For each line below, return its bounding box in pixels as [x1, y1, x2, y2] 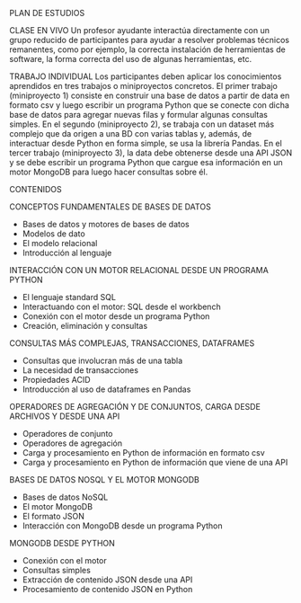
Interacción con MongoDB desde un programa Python [22, 520, 223, 531]
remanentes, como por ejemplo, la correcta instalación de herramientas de [9, 44, 286, 55]
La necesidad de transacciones [22, 365, 139, 376]
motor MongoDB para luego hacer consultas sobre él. [9, 166, 208, 177]
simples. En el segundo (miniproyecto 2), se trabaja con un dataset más [9, 119, 275, 129]
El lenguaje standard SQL [22, 292, 117, 302]
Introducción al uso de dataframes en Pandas [22, 384, 191, 395]
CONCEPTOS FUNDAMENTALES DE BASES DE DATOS [9, 201, 211, 212]
